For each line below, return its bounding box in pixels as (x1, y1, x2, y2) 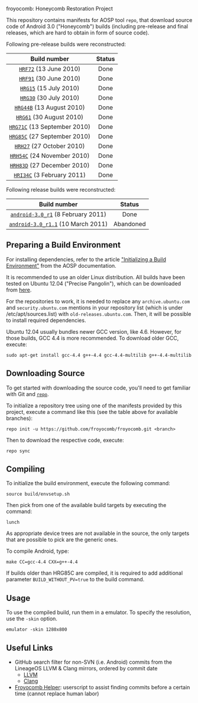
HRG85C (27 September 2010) (9, 132, 90, 140)
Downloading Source (6, 368, 85, 379)
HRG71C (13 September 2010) (9, 123, 90, 131)
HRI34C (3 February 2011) (14, 171, 86, 179)
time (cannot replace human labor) (14, 690, 99, 697)
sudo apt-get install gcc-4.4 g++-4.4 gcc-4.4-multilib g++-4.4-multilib (6, 352, 192, 358)
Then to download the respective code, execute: (6, 436, 124, 444)
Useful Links (6, 642, 53, 653)
